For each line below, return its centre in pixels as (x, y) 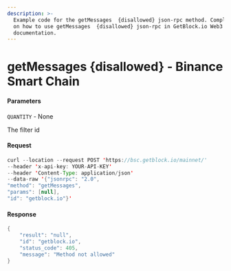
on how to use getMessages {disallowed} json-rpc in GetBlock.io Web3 (118, 26)
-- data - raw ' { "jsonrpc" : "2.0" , (53, 179)
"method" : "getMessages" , (44, 186)
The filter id (23, 130)
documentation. (35, 33)
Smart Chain (44, 82)
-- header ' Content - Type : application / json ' (70, 173)
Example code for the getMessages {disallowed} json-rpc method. (110, 20)
